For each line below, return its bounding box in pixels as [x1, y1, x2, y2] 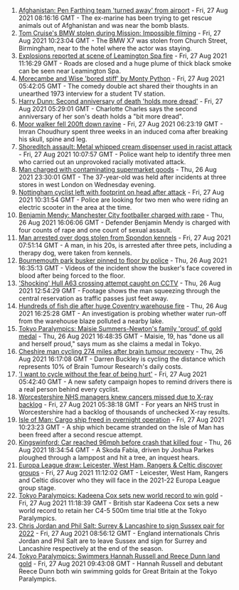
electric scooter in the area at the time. [18, 203, 132, 211]
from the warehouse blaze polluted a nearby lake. [18, 317, 164, 325]
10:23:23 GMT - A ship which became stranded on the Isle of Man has [18, 423, 225, 431]
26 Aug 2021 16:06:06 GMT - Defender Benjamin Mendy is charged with [18, 218, 230, 227]
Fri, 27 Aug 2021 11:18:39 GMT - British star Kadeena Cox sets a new [18, 499, 219, 507]
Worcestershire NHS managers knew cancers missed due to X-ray [18, 392, 213, 401]
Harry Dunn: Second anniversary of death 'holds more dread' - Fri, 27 [18, 97, 223, 106]
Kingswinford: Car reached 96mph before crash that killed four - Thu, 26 [18, 438, 232, 447]
